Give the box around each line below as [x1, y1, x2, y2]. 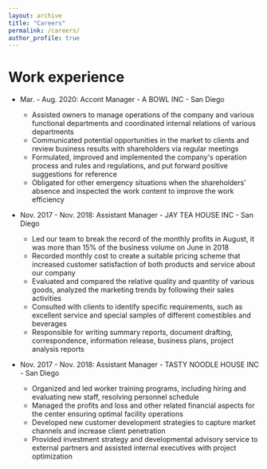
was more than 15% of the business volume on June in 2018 [31, 242, 230, 252]
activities [31, 294, 62, 303]
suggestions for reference [31, 169, 118, 179]
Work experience [8, 69, 125, 86]
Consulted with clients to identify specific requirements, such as [31, 302, 243, 312]
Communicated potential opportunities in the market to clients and [31, 136, 249, 145]
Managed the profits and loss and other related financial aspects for [31, 400, 255, 411]
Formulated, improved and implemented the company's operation [31, 152, 247, 162]
